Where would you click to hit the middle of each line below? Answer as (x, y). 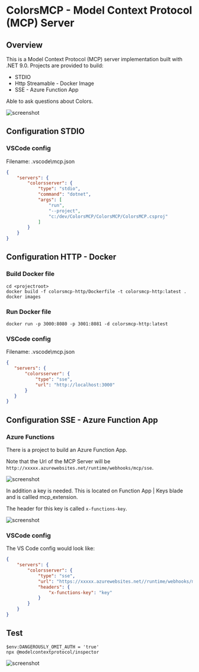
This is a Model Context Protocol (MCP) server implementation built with (94, 59)
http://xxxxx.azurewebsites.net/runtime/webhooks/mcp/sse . (80, 468)
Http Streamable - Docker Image (54, 83)
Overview (25, 45)
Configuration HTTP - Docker (61, 257)
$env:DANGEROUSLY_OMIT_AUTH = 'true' (53, 647)
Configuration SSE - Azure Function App (82, 420)
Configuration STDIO (45, 131)
